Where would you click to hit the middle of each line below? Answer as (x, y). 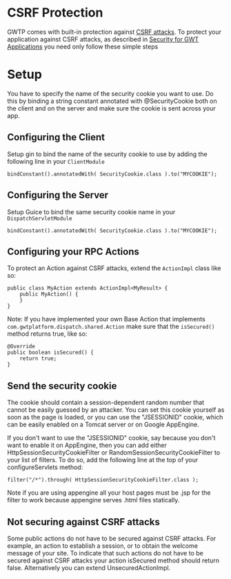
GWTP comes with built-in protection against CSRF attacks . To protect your (114, 32)
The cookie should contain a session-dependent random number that (106, 403)
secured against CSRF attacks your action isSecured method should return (113, 560)
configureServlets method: (45, 467)
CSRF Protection (55, 13)
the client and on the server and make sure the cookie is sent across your (111, 108)
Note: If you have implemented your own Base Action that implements (106, 319)
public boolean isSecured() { (51, 353)
